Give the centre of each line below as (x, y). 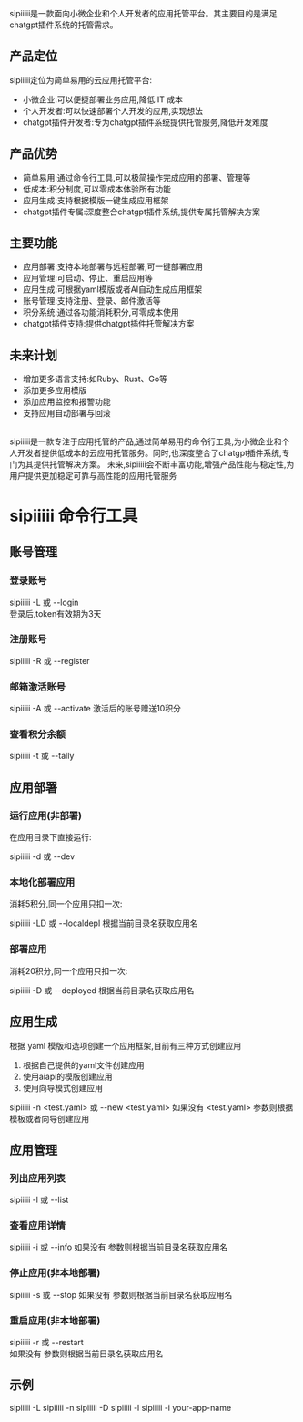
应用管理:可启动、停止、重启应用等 (87, 278)
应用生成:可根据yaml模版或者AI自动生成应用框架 (112, 289)
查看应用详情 (38, 1226)
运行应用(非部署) (45, 815)
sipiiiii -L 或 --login (44, 602)
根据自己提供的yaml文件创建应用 (84, 1064)
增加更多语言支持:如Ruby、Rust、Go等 (95, 379)
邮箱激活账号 (38, 687)
